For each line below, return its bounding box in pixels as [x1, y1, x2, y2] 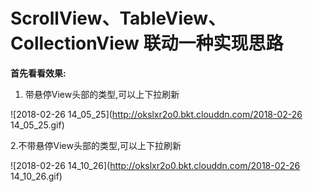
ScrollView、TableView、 [10, 7, 227, 30]
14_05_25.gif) [10, 119, 65, 131]
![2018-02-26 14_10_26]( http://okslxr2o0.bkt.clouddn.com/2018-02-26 [10, 159, 301, 171]
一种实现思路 [178, 32, 284, 55]
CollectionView [10, 32, 140, 55]
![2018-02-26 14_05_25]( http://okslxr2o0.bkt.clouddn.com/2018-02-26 [10, 108, 303, 120]
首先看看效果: [10, 67, 67, 79]
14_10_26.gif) [10, 170, 63, 182]
